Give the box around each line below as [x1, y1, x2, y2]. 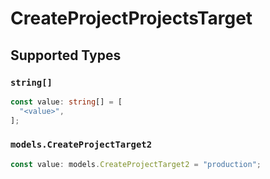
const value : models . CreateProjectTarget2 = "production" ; [10, 159, 262, 169]
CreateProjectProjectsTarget [10, 7, 253, 30]
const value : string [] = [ [10, 97, 123, 107]
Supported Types [10, 47, 122, 64]
